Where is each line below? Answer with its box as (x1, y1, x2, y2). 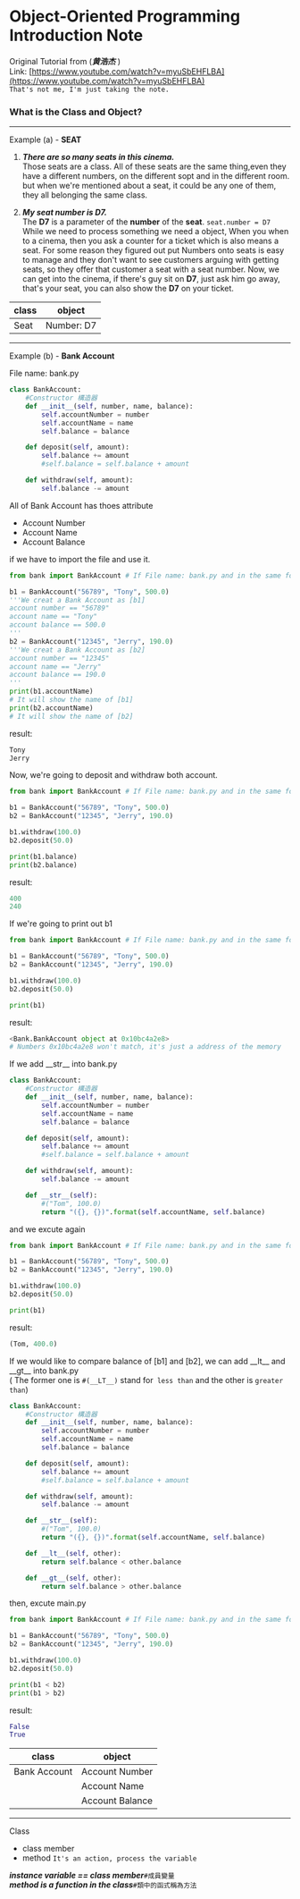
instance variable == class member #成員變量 (9, 1870, 175, 1881)
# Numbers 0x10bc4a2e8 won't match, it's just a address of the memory (9, 1042, 281, 1051)
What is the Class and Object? (9, 105, 143, 118)
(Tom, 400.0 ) (9, 1339, 58, 1348)
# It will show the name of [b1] (9, 696, 134, 705)
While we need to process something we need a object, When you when (21, 226, 289, 237)
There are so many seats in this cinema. (21, 152, 175, 163)
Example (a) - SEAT (9, 134, 82, 145)
